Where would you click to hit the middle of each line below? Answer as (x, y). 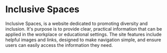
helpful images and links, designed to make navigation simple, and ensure (83, 40)
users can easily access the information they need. (59, 45)
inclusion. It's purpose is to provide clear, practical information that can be (84, 29)
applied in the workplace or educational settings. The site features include (83, 34)
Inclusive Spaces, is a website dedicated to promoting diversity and (77, 23)
